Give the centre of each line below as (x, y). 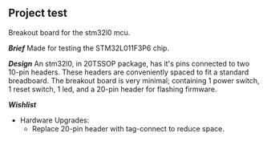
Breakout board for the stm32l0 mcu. (69, 32)
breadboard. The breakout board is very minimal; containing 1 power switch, (134, 80)
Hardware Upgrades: (55, 120)
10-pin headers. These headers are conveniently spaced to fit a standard (129, 72)
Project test (38, 13)
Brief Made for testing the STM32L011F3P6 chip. (89, 48)
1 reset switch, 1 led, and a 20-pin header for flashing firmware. (113, 89)
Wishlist (22, 104)
